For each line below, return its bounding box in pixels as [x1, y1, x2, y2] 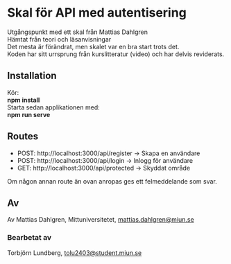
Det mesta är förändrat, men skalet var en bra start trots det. [7, 42, 180, 51]
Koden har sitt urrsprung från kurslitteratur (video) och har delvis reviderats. [7, 50, 225, 58]
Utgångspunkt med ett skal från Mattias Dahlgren [7, 28, 148, 36]
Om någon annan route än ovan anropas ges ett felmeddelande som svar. [7, 177, 217, 185]
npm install [7, 96, 40, 104]
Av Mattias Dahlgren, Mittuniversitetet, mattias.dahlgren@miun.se [7, 215, 194, 224]
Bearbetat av [7, 233, 52, 243]
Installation [7, 70, 57, 82]
